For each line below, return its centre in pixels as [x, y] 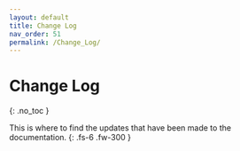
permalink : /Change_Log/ [55, 42]
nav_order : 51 [35, 34]
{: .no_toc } [29, 111]
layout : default [39, 17]
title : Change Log [43, 26]
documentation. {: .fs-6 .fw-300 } [70, 138]
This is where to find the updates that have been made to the [120, 128]
